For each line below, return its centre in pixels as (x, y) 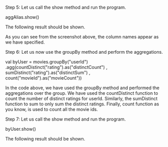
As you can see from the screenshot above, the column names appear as (82, 37)
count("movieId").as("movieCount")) (44, 78)
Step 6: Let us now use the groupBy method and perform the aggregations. (84, 52)
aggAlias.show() (22, 17)
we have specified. (25, 42)
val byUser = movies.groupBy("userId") (47, 62)
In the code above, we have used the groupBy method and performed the (82, 88)
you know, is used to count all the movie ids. (52, 109)
